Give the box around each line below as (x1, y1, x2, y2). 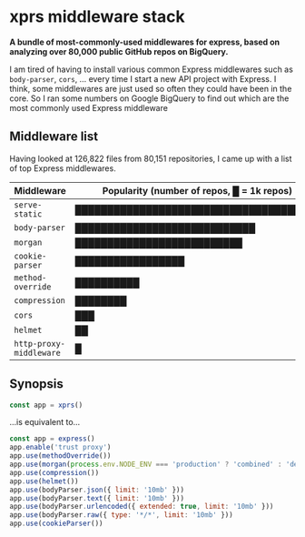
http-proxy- (14, 339, 66, 349)
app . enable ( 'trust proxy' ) (9, 443, 112, 452)
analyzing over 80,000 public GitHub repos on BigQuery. (9, 46, 229, 56)
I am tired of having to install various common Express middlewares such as (9, 64, 293, 75)
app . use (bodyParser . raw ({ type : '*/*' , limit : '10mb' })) (9, 511, 233, 520)
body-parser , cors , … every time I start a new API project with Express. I (9, 73, 277, 84)
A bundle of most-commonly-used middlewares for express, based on (9, 36, 280, 47)
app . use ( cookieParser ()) (9, 519, 103, 529)
